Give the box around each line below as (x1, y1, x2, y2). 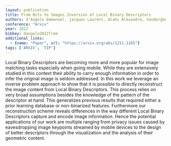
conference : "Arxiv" (5, 21, 49, 27)
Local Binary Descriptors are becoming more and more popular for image (5, 59, 159, 65)
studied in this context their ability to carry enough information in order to (5, 70, 159, 76)
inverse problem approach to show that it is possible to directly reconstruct (5, 81, 163, 87)
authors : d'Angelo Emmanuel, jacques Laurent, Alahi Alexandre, (5, 17, 145, 22)
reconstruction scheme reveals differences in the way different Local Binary (5, 108, 164, 114)
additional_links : (5, 36, 44, 41)
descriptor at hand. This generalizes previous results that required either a (5, 97, 161, 103)
